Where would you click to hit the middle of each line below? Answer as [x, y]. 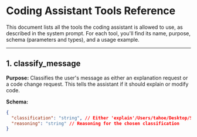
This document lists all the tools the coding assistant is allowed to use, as [94, 27]
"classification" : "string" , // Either [60, 118]
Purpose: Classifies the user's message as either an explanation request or [97, 78]
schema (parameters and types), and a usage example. [73, 39]
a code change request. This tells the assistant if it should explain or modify [97, 84]
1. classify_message [43, 64]
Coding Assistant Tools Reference [91, 11]
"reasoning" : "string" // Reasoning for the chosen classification [96, 123]
